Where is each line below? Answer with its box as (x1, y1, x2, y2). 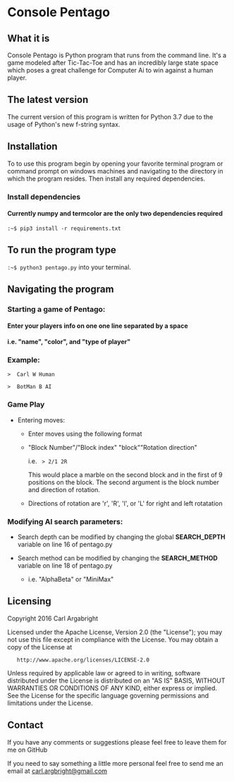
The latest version (7, 94, 89, 106)
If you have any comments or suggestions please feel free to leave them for (7, 738, 227, 746)
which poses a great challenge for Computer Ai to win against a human (7, 66, 214, 74)
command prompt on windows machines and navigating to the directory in (7, 166, 223, 175)
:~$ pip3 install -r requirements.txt (7, 225, 121, 232)
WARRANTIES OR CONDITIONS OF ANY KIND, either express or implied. (7, 683, 217, 692)
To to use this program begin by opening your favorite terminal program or (7, 159, 223, 168)
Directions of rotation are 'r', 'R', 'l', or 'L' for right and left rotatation (27, 499, 223, 508)
